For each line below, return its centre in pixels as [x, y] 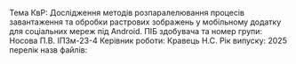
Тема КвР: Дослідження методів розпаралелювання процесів [127, 13]
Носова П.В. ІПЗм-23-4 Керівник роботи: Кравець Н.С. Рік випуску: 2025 [148, 40]
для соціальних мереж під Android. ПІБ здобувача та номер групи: [136, 31]
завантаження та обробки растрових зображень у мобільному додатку [145, 22]
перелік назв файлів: [48, 50]
